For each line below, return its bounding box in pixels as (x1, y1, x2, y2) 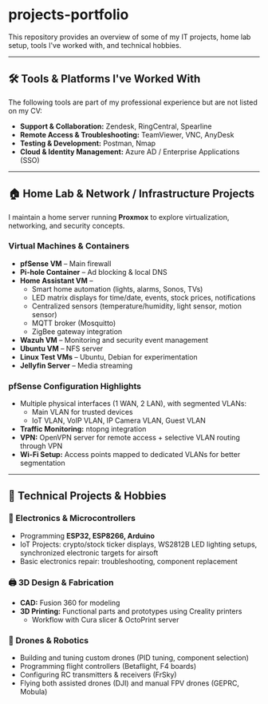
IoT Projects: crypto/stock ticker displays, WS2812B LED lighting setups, (19, 539, 258, 549)
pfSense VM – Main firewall (19, 258, 112, 268)
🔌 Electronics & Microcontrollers (8, 513, 136, 524)
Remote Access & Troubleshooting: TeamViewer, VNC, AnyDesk (19, 129, 235, 139)
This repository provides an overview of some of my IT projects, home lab (8, 32, 251, 42)
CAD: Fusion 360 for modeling (19, 598, 120, 608)
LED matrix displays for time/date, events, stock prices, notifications (31, 292, 256, 302)
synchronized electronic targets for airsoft (19, 547, 159, 557)
